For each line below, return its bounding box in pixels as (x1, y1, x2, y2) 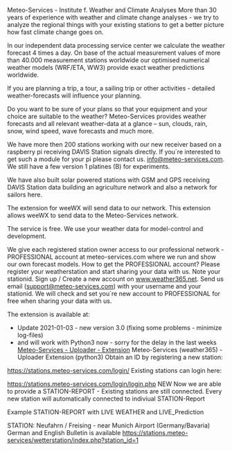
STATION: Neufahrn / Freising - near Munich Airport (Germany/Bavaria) (7, 421, 211, 430)
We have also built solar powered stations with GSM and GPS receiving (7, 176, 210, 184)
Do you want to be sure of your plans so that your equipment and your (7, 105, 208, 113)
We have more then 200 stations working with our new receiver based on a (7, 140, 222, 148)
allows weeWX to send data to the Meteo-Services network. (7, 211, 179, 219)
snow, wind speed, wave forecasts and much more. (7, 127, 154, 135)
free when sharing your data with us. (7, 297, 112, 305)
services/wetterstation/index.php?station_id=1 (7, 436, 139, 444)
